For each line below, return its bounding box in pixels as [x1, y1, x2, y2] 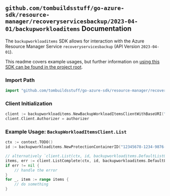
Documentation [81, 24, 132, 33]
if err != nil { [5, 163, 39, 168]
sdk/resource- [5, 11, 50, 19]
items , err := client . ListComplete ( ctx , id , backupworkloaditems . [5, 158, 148, 163]
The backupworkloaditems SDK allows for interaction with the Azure [5, 38, 145, 44]
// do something [14, 182, 49, 187]
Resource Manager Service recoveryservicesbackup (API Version [5, 43, 140, 49]
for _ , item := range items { [5, 177, 69, 182]
